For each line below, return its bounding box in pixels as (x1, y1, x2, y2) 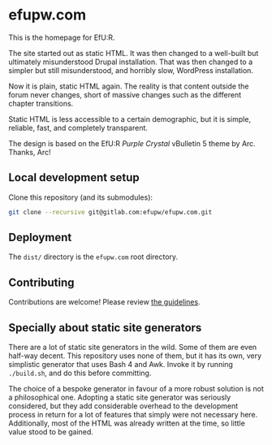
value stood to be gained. (8, 427, 93, 437)
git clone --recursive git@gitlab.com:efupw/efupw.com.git (8, 208, 213, 216)
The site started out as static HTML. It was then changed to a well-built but (8, 48, 259, 58)
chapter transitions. (8, 98, 74, 108)
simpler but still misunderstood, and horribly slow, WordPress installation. (8, 65, 254, 75)
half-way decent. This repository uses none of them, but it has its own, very (8, 351, 262, 361)
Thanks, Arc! (8, 147, 51, 157)
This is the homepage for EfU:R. (8, 32, 115, 42)
